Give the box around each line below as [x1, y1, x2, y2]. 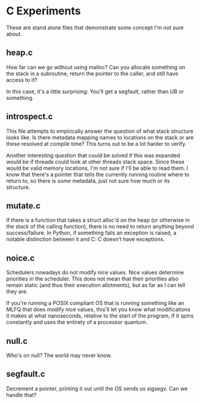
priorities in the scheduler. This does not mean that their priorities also [6, 275, 179, 282]
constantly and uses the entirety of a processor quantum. [6, 319, 147, 326]
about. [6, 30, 22, 37]
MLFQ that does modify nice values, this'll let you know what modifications [6, 306, 191, 313]
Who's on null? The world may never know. [6, 352, 112, 359]
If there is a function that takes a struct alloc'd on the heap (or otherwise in [6, 216, 190, 224]
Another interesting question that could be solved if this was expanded [6, 151, 180, 159]
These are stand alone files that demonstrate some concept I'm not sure [6, 24, 184, 31]
